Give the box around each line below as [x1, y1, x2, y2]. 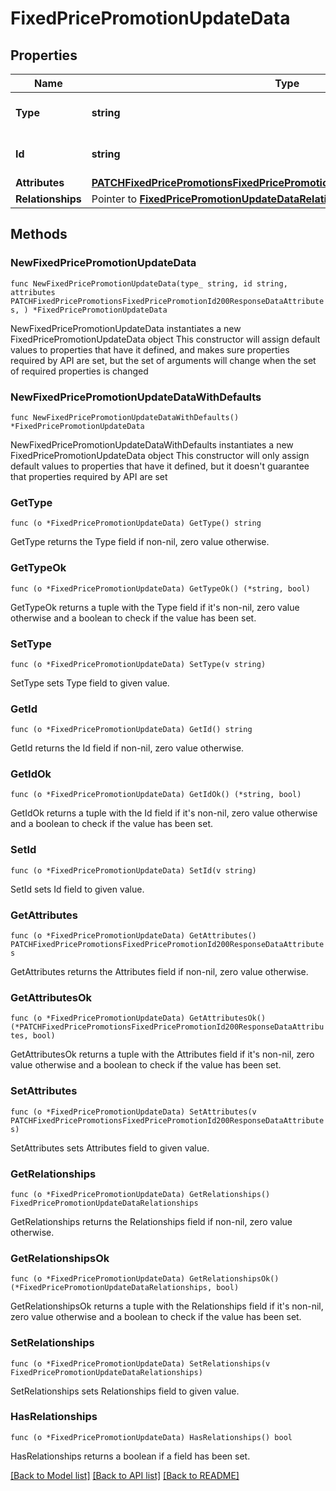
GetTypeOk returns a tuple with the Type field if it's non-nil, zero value [10, 601, 300, 613]
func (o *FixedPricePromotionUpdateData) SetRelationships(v [10, 1358, 271, 1369]
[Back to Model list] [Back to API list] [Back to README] [10, 1469, 240, 1481]
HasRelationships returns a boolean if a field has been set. [10, 1450, 251, 1462]
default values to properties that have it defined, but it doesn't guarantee [10, 460, 310, 472]
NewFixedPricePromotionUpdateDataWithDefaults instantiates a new [10, 438, 294, 451]
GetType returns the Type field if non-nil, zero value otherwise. [10, 536, 270, 548]
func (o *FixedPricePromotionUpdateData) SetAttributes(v [10, 1107, 257, 1117]
